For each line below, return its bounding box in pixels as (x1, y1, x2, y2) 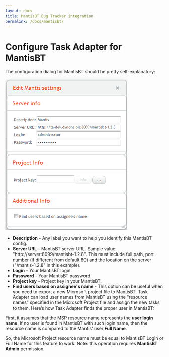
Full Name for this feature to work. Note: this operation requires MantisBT (5, 341, 158, 347)
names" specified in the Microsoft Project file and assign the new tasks (12, 299, 160, 305)
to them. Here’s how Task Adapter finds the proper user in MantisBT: (12, 305, 154, 311)
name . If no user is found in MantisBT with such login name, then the (5, 320, 148, 326)
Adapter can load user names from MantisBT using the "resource (12, 294, 147, 300)
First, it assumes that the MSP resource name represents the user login (5, 315, 153, 321)
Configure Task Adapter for (5, 41, 122, 53)
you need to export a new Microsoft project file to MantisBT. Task (12, 289, 148, 295)
